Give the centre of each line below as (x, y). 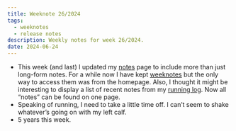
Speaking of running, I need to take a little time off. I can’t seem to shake (123, 104)
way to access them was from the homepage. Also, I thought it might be (123, 82)
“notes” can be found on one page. (69, 97)
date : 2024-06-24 (33, 47)
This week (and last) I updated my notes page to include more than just (121, 67)
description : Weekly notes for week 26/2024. (75, 40)
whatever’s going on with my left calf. (72, 112)
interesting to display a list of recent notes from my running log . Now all (122, 90)
